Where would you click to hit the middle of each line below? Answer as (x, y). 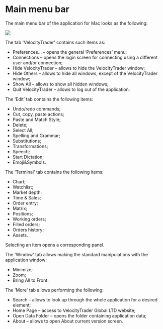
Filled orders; (26, 224)
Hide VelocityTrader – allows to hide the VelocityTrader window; (79, 68)
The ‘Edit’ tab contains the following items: (49, 99)
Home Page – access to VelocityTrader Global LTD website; (74, 310)
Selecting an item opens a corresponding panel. (55, 245)
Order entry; (25, 203)
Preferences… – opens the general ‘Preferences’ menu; (70, 52)
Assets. (20, 235)
